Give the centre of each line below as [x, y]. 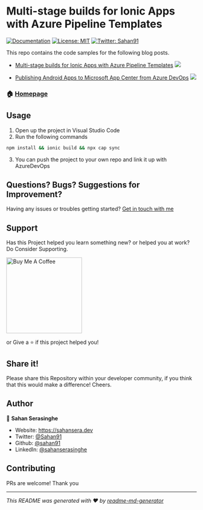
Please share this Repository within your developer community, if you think [99, 378]
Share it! [23, 364]
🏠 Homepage [27, 93]
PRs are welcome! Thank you [43, 483]
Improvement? [34, 194]
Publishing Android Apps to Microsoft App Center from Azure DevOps [102, 78]
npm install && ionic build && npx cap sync [63, 148]
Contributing [31, 468]
